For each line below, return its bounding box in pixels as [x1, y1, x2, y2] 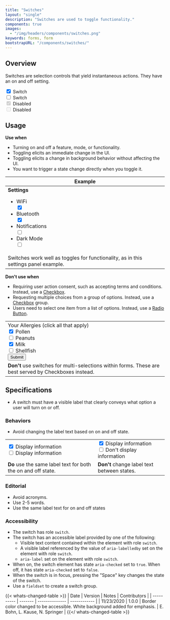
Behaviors [5, 417, 31, 424]
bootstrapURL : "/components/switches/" [5, 41, 90, 46]
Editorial [5, 483, 26, 490]
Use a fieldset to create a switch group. [12, 583, 98, 589]
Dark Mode [16, 235, 43, 242]
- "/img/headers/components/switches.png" [10, 31, 101, 36]
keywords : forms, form [5, 36, 53, 41]
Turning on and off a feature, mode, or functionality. [12, 144, 121, 151]
